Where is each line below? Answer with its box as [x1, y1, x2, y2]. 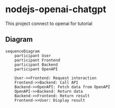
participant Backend [14, 62, 58, 67]
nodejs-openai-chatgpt [5, 4, 106, 15]
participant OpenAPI [14, 66, 58, 72]
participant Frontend [14, 58, 60, 63]
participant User [14, 53, 51, 58]
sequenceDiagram [5, 48, 40, 54]
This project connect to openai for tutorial [5, 20, 93, 26]
